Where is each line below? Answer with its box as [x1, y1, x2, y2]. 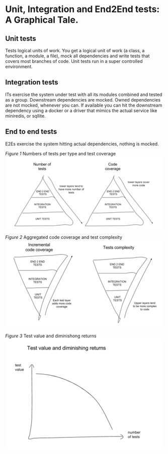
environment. [5, 64, 33, 69]
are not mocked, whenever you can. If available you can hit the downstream [5, 102, 162, 108]
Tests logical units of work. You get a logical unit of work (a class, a [5, 48, 145, 53]
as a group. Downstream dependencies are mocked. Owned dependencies [5, 97, 161, 103]
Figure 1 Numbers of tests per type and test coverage [5, 150, 116, 156]
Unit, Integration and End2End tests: [5, 4, 160, 15]
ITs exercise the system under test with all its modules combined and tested [5, 92, 162, 98]
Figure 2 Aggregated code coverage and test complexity [5, 234, 122, 240]
